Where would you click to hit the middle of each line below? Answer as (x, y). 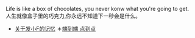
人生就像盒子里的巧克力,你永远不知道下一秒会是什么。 (73, 16)
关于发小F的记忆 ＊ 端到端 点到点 (55, 29)
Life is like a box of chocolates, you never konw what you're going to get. (97, 9)
